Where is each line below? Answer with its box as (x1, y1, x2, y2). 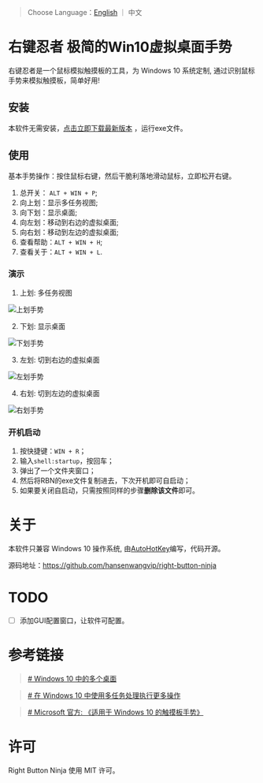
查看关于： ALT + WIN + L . (19, 247, 102, 256)
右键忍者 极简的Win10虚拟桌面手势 (8, 39, 232, 56)
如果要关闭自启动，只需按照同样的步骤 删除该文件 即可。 (19, 486, 199, 495)
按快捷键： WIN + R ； (19, 446, 87, 456)
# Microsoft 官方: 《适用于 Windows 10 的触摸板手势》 (27, 707, 204, 717)
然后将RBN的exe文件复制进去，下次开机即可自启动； (19, 476, 191, 486)
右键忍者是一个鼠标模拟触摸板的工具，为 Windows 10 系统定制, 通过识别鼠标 (8, 65, 256, 75)
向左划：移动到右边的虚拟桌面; (19, 217, 120, 227)
